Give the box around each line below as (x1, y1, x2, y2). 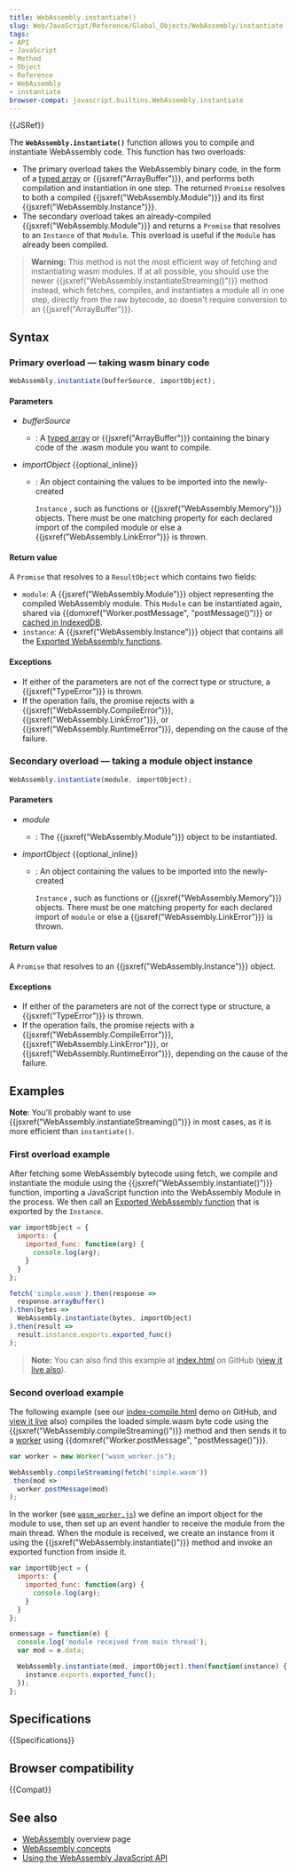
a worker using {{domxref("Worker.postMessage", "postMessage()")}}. (9, 1435, 269, 1445)
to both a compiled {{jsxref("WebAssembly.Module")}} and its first (21, 192, 264, 203)
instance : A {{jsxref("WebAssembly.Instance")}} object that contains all (21, 627, 284, 637)
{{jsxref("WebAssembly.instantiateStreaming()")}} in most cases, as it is (9, 1116, 272, 1127)
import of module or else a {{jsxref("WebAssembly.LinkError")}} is (35, 911, 273, 922)
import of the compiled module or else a (35, 522, 182, 533)
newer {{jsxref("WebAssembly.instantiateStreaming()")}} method (30, 276, 269, 286)
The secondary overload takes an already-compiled (21, 211, 211, 222)
